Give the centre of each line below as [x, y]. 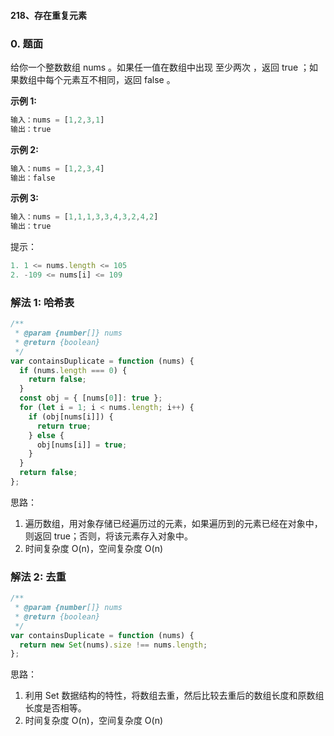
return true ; [64, 426]
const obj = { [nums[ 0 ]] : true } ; [91, 398]
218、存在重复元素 [48, 15]
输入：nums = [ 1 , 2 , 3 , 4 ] [57, 168]
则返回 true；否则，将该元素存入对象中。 [109, 536]
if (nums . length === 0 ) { [73, 370]
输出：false [33, 178]
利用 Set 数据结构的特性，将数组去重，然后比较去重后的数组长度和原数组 [174, 696]
